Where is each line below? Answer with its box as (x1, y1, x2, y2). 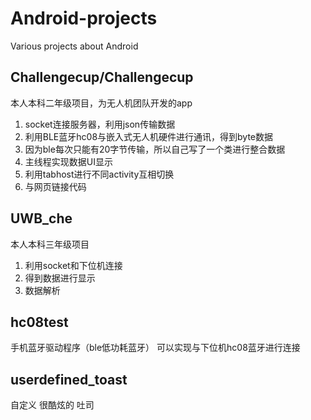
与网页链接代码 (24, 180, 87, 192)
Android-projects (10, 7, 158, 30)
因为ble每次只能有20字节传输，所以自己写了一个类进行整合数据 (24, 143, 286, 155)
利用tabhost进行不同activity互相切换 (24, 168, 175, 180)
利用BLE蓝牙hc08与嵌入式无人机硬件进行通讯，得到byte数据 (24, 130, 274, 142)
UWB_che (10, 210, 73, 227)
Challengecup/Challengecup (10, 69, 194, 86)
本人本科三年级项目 (10, 238, 90, 250)
